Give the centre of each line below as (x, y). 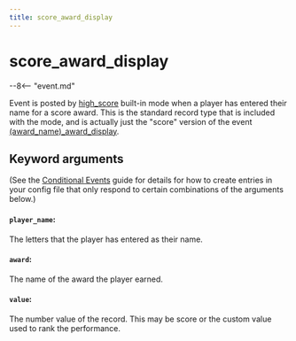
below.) (23, 199)
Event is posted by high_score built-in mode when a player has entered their (148, 103)
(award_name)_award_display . (64, 131)
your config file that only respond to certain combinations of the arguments (146, 190)
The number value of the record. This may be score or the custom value (140, 319)
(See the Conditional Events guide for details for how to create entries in (141, 180)
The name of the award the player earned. (86, 279)
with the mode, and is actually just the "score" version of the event (131, 121)
